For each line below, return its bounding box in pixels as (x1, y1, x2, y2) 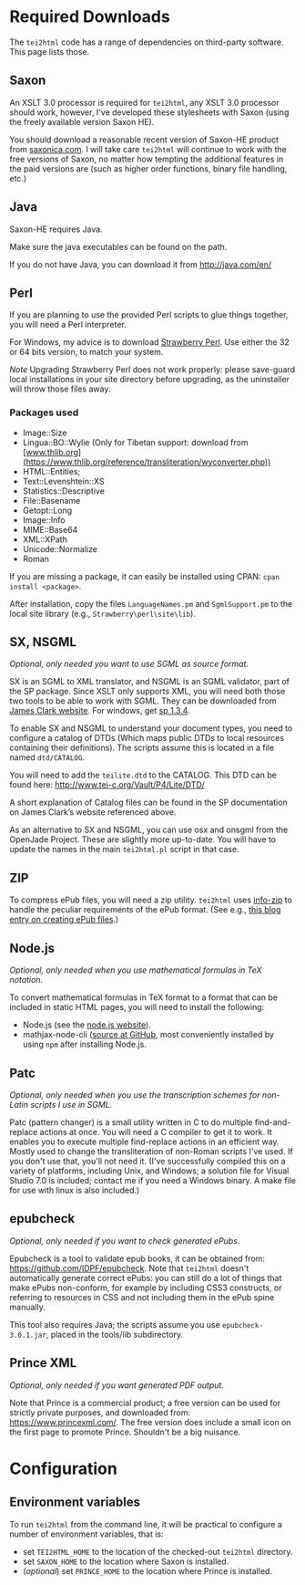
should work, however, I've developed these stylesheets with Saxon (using (9, 107, 290, 118)
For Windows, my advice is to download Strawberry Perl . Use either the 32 (9, 337, 290, 348)
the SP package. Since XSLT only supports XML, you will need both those (9, 686, 286, 697)
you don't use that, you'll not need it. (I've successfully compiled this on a (9, 1155, 286, 1166)
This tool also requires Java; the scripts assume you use (9, 1319, 220, 1330)
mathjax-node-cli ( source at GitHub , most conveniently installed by (22, 1029, 275, 1040)
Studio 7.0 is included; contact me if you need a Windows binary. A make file (9, 1174, 297, 1185)
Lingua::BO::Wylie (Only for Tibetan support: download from (22, 436, 249, 448)
